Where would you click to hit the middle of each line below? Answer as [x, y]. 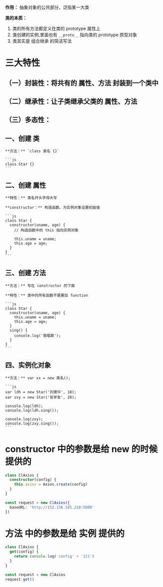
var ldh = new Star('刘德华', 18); [41, 392]
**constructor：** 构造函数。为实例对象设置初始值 [53, 207]
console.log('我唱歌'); [38, 336]
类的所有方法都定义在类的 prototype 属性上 [56, 28]
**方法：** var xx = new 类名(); [38, 378]
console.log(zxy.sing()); [32, 423]
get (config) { [24, 552]
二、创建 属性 [26, 185]
